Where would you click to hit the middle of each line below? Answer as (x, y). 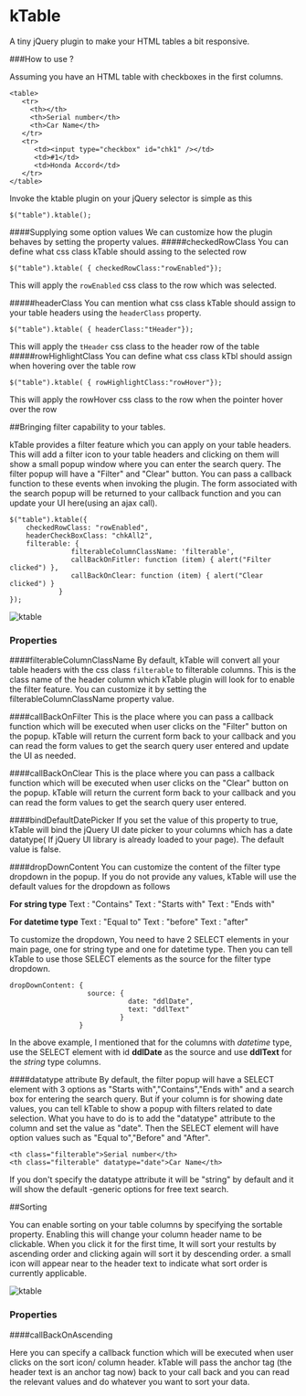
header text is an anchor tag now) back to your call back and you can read (150, 1371)
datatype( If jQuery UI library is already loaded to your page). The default (147, 840)
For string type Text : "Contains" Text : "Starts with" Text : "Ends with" (142, 904)
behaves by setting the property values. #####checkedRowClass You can (149, 241)
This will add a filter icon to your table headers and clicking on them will (144, 454)
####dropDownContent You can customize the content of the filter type (145, 867)
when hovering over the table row (73, 366)
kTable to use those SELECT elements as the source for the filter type (140, 959)
